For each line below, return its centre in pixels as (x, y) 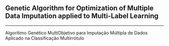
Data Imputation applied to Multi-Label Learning (82, 16)
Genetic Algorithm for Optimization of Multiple (79, 8)
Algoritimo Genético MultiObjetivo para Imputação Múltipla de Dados (76, 32)
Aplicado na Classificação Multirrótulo (45, 38)
